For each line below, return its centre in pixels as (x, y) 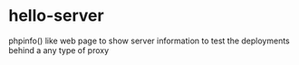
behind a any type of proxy (59, 50)
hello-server (57, 16)
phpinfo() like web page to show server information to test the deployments (149, 41)
